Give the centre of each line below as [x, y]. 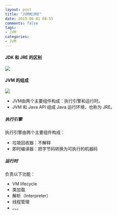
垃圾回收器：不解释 [31, 143]
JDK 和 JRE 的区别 [24, 58]
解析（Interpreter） [31, 196]
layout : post [18, 10]
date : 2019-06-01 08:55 [29, 19]
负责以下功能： [20, 174]
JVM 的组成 [17, 80]
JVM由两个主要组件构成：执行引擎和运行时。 [58, 101]
